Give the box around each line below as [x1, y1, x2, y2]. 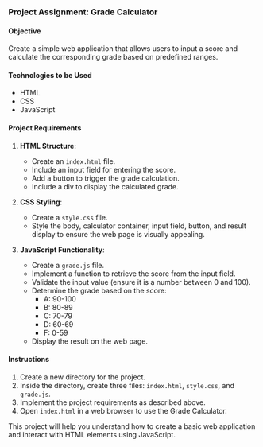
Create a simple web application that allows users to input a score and [8, 44, 238, 53]
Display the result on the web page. [31, 336, 149, 346]
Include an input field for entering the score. [31, 165, 176, 174]
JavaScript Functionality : [19, 245, 105, 255]
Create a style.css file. [31, 212, 108, 222]
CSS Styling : [19, 197, 63, 207]
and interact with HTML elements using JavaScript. [8, 430, 176, 439]
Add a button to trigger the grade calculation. [31, 173, 180, 183]
